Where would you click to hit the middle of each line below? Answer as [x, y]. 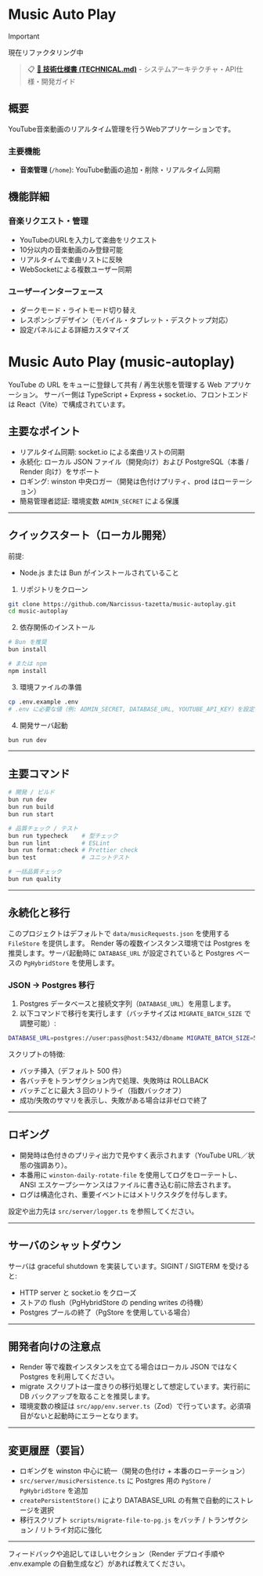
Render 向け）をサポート [59, 471]
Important [24, 36]
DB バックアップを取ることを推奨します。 [86, 1396]
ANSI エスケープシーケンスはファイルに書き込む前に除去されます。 [127, 1184]
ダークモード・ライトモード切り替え [78, 310]
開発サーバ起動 [43, 725]
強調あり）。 [52, 1165]
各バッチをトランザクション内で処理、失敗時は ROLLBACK [114, 1081]
